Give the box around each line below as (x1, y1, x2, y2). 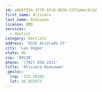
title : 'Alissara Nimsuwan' (5, 64, 65, 70)
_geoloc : (5, 70, 24, 75)
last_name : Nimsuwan (5, 17, 49, 22)
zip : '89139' (5, 55, 33, 60)
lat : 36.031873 (10, 79, 42, 84)
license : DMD (5, 21, 33, 27)
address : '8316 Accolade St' (5, 41, 67, 46)
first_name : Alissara (5, 12, 52, 17)
